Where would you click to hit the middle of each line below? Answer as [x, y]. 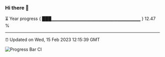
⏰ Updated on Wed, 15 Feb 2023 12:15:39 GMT [53, 40]
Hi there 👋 [17, 8]
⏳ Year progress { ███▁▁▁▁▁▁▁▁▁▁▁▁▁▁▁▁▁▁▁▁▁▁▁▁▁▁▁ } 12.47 [80, 19]
